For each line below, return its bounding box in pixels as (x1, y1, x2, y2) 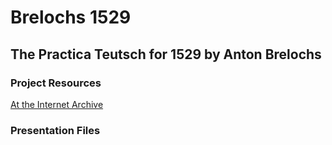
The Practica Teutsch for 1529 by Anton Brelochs (10, 46, 322, 63)
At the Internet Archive (10, 98, 104, 110)
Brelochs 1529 (10, 6, 132, 29)
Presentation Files (10, 123, 101, 137)
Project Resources (10, 76, 102, 90)
